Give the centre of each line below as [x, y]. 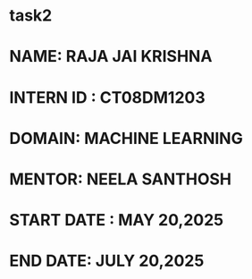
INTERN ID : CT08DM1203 [107, 97]
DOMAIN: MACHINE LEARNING [126, 138]
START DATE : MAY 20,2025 [117, 220]
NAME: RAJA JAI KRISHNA [111, 57]
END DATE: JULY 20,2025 [107, 261]
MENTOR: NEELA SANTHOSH [121, 179]
